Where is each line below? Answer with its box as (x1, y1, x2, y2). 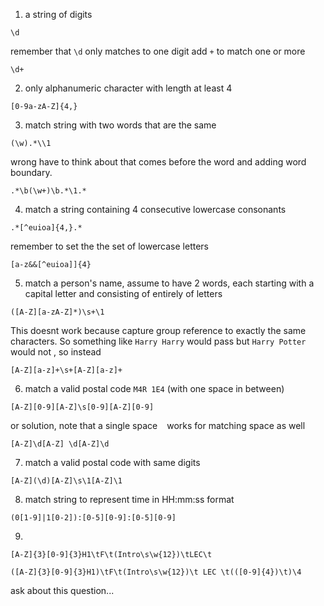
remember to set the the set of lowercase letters (10, 240, 209, 252)
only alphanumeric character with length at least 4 (24, 82, 233, 94)
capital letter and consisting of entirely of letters (24, 288, 223, 299)
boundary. (10, 167, 53, 178)
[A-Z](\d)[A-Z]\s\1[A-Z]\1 (10, 476, 123, 486)
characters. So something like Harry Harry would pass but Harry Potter (10, 335, 307, 347)
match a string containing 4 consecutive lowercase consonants (24, 204, 287, 215)
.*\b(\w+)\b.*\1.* (10, 186, 87, 196)
